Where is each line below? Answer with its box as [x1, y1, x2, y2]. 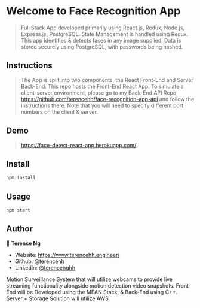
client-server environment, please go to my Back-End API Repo [20, 89, 177, 96]
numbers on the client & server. [20, 108, 99, 115]
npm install [6, 175, 36, 181]
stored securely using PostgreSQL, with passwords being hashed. [20, 43, 183, 50]
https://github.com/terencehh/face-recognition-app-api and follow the [20, 95, 195, 102]
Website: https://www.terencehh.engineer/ [14, 251, 120, 258]
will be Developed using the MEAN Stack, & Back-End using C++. [17, 288, 178, 295]
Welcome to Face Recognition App [6, 4, 181, 18]
